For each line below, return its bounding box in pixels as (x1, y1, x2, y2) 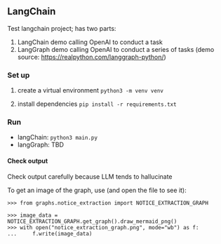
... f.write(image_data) (7, 230, 93, 237)
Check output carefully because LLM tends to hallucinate (7, 172, 173, 181)
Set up (7, 70, 30, 80)
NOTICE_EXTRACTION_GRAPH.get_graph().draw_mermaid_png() (7, 217, 178, 225)
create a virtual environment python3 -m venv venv (17, 86, 163, 95)
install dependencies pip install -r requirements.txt (17, 100, 177, 108)
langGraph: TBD (17, 140, 65, 149)
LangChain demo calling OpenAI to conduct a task (17, 38, 163, 46)
